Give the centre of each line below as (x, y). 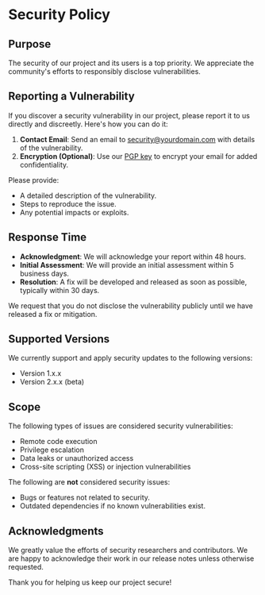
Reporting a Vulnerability (71, 97)
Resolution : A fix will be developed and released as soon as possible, (133, 282)
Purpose (30, 44)
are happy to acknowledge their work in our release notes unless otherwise (131, 558)
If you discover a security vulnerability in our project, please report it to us (129, 115)
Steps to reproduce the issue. (68, 203)
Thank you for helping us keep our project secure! (90, 582)
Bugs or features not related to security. (85, 497)
